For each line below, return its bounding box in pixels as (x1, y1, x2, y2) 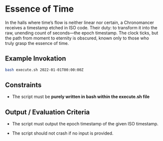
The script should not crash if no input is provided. (12, 130, 113, 136)
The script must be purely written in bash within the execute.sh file (12, 94, 150, 100)
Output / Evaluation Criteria (5, 108, 90, 116)
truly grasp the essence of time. (5, 40, 69, 46)
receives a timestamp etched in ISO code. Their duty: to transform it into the (5, 24, 158, 30)
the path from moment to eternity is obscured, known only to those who (5, 35, 149, 41)
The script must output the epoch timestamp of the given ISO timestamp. (12, 121, 159, 127)
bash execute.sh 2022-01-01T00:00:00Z (5, 67, 84, 72)
